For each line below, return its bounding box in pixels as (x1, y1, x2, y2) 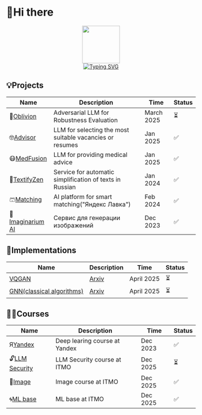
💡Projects (6, 81, 44, 91)
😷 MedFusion (9, 154, 47, 162)
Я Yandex (9, 340, 34, 349)
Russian (53, 183, 76, 191)
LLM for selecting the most (53, 126, 129, 134)
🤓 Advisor (9, 133, 36, 141)
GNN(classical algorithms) (9, 287, 84, 295)
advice (53, 158, 73, 166)
